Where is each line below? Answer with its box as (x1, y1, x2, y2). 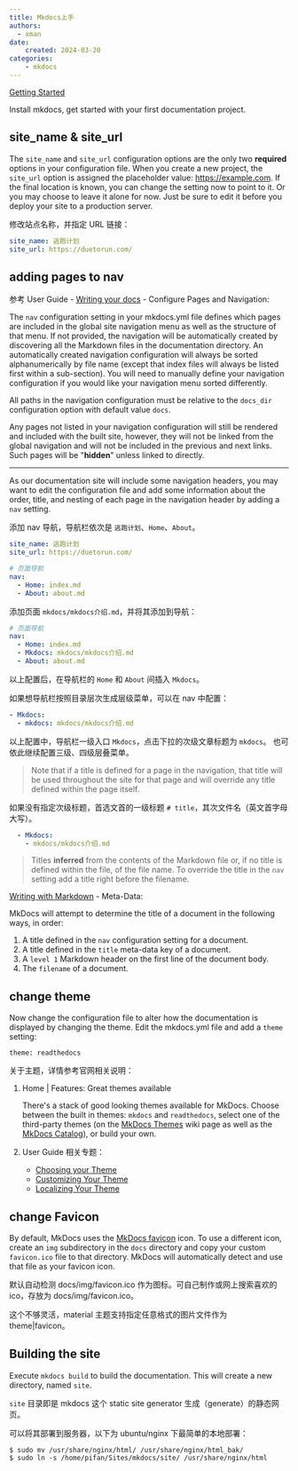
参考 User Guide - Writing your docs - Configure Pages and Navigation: (9, 294, 270, 304)
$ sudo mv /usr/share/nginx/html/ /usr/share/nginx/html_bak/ (9, 1445, 244, 1454)
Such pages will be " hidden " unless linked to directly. (9, 450, 205, 461)
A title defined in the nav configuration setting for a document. (21, 935, 249, 945)
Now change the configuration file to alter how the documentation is (9, 1013, 259, 1024)
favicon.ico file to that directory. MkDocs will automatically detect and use (9, 1252, 284, 1261)
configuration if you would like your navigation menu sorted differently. (9, 378, 268, 389)
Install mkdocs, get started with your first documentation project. (9, 104, 247, 115)
